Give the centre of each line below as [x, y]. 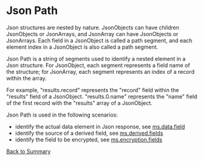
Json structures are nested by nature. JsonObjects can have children [93, 27]
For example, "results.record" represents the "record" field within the [93, 90]
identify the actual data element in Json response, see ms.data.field [100, 126]
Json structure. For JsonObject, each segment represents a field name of [98, 65]
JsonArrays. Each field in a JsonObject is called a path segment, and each [99, 40]
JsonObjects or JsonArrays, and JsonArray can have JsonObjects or [92, 34]
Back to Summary [29, 151]
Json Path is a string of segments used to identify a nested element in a [96, 59]
